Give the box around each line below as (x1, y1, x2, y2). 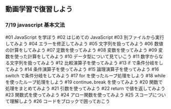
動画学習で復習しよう (5, 5, 73, 14)
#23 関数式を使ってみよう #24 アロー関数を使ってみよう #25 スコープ (5, 92, 153, 98)
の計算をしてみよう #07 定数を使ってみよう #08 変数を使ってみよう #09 (5, 47, 157, 53)
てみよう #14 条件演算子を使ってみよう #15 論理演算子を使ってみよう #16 (5, 66, 159, 72)
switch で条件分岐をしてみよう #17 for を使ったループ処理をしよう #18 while (5, 72, 166, 78)
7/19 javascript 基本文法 (5, 21, 65, 29)
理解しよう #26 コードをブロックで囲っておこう (9, 98, 110, 104)
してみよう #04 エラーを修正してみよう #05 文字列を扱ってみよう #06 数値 (5, 40, 164, 47)
